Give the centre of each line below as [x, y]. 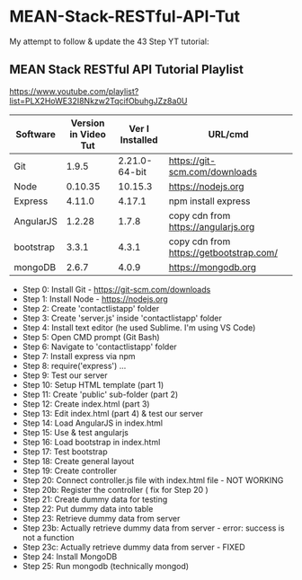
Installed [139, 139]
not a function [48, 537]
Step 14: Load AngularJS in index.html [93, 423]
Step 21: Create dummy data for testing [95, 499]
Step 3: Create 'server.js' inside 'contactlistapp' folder [122, 318]
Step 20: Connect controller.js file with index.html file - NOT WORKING [153, 480]
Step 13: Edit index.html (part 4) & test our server [113, 413]
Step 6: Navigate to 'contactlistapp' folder [99, 347]
